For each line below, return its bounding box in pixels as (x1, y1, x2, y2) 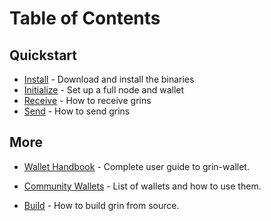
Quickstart (9, 47, 78, 64)
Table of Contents (9, 7, 161, 30)
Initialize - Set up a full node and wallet (23, 84, 185, 96)
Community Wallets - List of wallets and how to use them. (23, 180, 262, 192)
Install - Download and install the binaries (23, 73, 195, 85)
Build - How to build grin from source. (23, 199, 180, 211)
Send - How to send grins (23, 105, 131, 117)
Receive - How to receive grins (23, 95, 152, 106)
